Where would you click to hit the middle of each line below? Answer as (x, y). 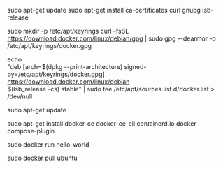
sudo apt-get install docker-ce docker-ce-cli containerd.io (91, 124)
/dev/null (20, 96)
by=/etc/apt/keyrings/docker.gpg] (56, 74)
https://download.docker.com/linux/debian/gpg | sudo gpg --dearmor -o (112, 38)
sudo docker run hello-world (48, 145)
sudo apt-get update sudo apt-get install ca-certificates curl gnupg (104, 10)
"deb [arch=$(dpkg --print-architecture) (65, 67)
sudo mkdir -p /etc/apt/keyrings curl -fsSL (68, 31)
